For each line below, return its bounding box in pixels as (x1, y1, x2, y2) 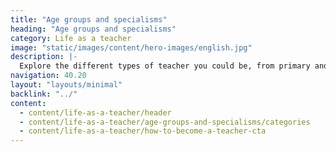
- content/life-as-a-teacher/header (19, 107, 172, 118)
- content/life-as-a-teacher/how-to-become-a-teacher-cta (19, 126, 267, 136)
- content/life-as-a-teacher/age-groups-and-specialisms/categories (19, 117, 311, 127)
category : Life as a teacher (10, 33, 132, 43)
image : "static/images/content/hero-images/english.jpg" (10, 42, 253, 53)
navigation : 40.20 (10, 71, 87, 81)
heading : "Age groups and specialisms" (10, 24, 177, 34)
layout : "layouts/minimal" (10, 80, 123, 90)
